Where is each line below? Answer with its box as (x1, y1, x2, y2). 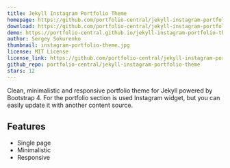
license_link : (7, 55, 48, 62)
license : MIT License (7, 49, 69, 56)
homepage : (7, 16, 36, 23)
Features (7, 121, 46, 132)
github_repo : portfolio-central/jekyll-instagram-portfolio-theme (7, 61, 201, 68)
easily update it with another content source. (7, 101, 133, 109)
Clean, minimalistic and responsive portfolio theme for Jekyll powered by (7, 86, 213, 95)
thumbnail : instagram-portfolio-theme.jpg (7, 42, 130, 49)
